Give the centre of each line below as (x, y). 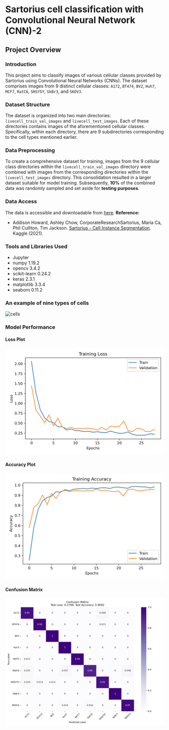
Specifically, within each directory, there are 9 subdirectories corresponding (85, 132)
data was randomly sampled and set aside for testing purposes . (72, 188)
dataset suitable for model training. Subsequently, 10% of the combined (80, 183)
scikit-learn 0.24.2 (32, 274)
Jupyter (21, 258)
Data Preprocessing (30, 150)
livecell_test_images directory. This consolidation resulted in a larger (78, 178)
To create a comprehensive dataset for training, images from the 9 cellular (83, 162)
